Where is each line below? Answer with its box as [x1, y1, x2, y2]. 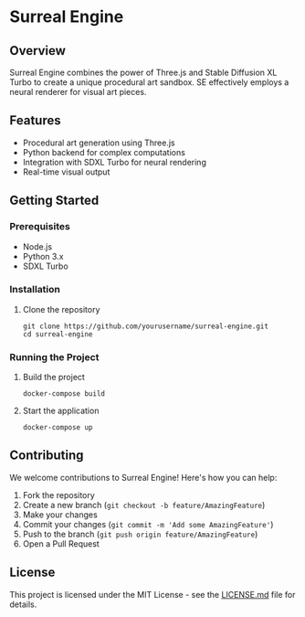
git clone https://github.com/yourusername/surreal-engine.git [22, 322, 269, 331]
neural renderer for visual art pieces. [9, 87, 147, 97]
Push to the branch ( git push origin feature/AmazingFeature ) [22, 528, 258, 539]
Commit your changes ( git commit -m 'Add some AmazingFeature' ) [22, 518, 274, 529]
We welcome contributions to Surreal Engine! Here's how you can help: [9, 472, 278, 483]
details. [9, 599, 37, 610]
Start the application [22, 405, 100, 417]
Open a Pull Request [22, 537, 100, 549]
